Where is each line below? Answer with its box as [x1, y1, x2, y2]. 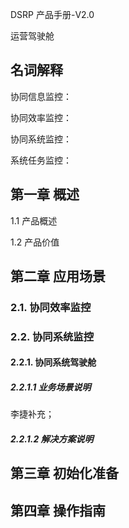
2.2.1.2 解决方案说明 [10, 433, 94, 445]
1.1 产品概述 [10, 214, 58, 227]
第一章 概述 [10, 186, 80, 203]
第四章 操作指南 [10, 502, 106, 519]
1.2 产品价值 [10, 236, 60, 248]
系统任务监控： [10, 154, 72, 166]
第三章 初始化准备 [10, 465, 119, 482]
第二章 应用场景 [10, 268, 106, 285]
